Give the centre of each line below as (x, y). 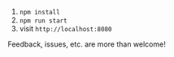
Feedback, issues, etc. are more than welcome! (87, 44)
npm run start (43, 21)
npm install (39, 12)
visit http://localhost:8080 (65, 28)
